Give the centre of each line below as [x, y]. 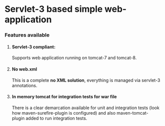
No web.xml [24, 69]
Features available [27, 35]
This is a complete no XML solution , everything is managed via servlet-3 [86, 80]
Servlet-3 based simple [54, 9]
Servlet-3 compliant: [34, 47]
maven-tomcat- [132, 113]
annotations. [24, 85]
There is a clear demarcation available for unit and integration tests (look [85, 108]
